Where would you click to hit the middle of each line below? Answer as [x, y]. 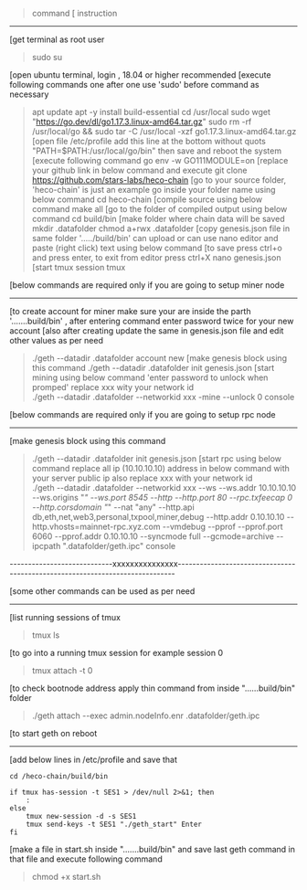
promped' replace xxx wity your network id [113, 387]
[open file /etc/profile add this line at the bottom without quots [149, 141]
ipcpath [46, 546]
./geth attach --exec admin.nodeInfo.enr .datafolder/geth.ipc [146, 715]
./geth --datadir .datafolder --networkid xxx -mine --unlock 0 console [163, 397]
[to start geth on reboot [53, 733]
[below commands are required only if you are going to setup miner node [147, 285]
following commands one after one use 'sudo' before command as [134, 85]
